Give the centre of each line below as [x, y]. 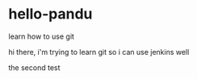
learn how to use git [42, 36]
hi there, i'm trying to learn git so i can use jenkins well [99, 52]
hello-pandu [50, 14]
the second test [34, 67]
